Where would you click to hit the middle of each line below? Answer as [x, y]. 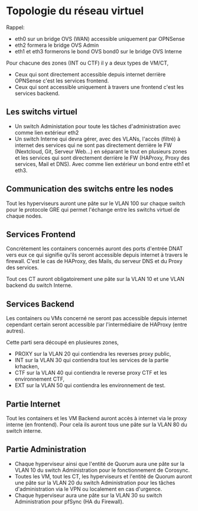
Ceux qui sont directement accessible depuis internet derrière [90, 74]
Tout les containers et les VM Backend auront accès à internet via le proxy [97, 418]
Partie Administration [46, 450]
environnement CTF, [40, 379]
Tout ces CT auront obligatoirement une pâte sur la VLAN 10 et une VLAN [95, 279]
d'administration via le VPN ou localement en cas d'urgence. [88, 489]
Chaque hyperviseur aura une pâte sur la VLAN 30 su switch [88, 495]
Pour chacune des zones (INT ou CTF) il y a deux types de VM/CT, [87, 63]
